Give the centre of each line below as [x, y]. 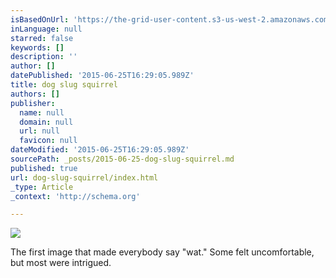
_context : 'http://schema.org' [75, 196]
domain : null [46, 122]
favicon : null [48, 141]
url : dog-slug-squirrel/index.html [84, 177]
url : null [39, 131]
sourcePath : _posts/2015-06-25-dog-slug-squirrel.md [122, 159]
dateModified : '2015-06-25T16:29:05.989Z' [100, 150]
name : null [42, 112]
